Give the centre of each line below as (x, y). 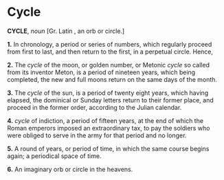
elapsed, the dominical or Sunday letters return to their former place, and (111, 100)
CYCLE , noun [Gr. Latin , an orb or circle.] (66, 31)
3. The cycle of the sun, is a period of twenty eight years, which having (108, 93)
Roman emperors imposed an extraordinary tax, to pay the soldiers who (109, 128)
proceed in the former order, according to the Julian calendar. (94, 107)
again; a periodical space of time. (54, 156)
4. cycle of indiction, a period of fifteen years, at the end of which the (105, 120)
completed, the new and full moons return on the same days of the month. (112, 79)
